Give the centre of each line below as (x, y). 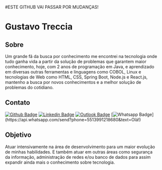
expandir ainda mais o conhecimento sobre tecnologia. (60, 162)
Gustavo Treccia (39, 27)
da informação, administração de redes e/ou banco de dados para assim (78, 157)
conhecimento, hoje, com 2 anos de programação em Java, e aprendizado (80, 67)
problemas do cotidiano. (29, 87)
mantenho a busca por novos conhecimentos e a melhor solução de (73, 82)
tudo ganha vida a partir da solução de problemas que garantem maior (76, 61)
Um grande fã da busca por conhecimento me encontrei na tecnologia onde (81, 56)
